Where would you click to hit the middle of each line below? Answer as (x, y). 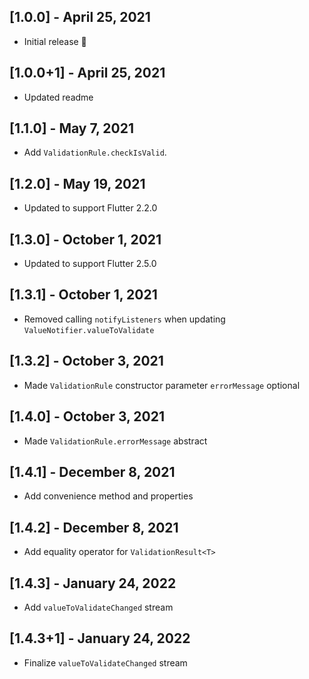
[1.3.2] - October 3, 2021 (86, 361)
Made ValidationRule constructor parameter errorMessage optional (162, 385)
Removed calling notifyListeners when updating (124, 319)
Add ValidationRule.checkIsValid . (95, 152)
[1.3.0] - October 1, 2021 (85, 239)
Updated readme (58, 97)
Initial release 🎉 (55, 41)
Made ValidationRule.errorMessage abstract (115, 441)
